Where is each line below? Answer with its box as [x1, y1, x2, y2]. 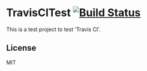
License [6, 43, 37, 53]
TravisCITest [6, 6, 71, 20]
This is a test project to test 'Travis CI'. [6, 26, 101, 33]
